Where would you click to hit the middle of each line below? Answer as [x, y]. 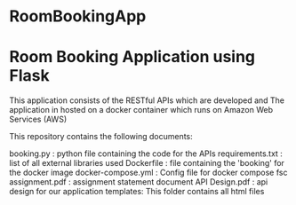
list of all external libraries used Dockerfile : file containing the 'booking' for [147, 163]
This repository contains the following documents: [101, 137]
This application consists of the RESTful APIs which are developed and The [147, 100]
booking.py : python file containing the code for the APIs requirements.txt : [146, 154]
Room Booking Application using [132, 57]
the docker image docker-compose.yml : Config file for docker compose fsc [148, 173]
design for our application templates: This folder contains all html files [137, 192]
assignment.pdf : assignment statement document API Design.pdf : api [139, 182]
